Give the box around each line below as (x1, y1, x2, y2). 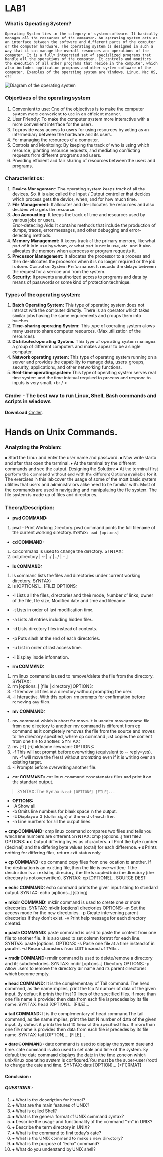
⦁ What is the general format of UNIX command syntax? (12, 1114, 124, 1119)
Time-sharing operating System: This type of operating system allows (12, 323, 155, 329)
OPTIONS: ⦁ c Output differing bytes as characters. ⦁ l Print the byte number (5, 839, 158, 845)
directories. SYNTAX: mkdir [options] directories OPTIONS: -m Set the (5, 905, 145, 911)
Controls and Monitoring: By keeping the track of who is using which (12, 142, 150, 148)
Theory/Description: (5, 504, 54, 511)
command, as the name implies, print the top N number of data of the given (5, 986, 156, 992)
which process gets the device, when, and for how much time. (12, 196, 137, 202)
